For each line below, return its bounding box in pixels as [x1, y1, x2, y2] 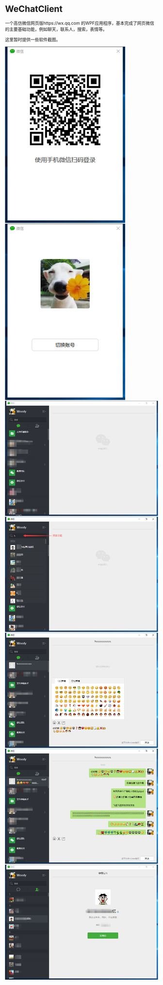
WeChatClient [5, 3, 63, 15]
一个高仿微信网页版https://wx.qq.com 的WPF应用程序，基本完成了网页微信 [5, 20, 154, 26]
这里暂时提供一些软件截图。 [5, 37, 61, 42]
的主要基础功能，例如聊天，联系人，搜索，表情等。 [5, 26, 107, 32]
